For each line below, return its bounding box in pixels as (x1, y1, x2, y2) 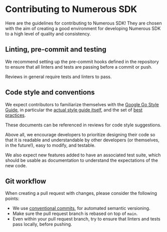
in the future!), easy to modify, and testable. (5, 142, 96, 148)
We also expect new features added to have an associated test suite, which (5, 152, 161, 158)
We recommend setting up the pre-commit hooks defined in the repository (5, 59, 159, 65)
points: (5, 195, 20, 201)
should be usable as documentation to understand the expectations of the (5, 157, 158, 163)
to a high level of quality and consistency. (5, 31, 91, 37)
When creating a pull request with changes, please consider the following (5, 190, 157, 196)
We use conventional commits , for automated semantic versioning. (12, 205, 150, 211)
